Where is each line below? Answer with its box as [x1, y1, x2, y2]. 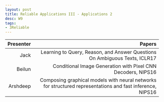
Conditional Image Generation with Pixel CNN [53, 63, 157, 69]
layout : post [5, 7, 32, 12]
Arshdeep [8, 83, 31, 90]
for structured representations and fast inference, [43, 83, 157, 90]
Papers [140, 41, 157, 48]
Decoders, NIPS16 [114, 69, 157, 76]
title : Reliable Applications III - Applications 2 [5, 12, 112, 17]
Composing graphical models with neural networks [40, 77, 157, 84]
